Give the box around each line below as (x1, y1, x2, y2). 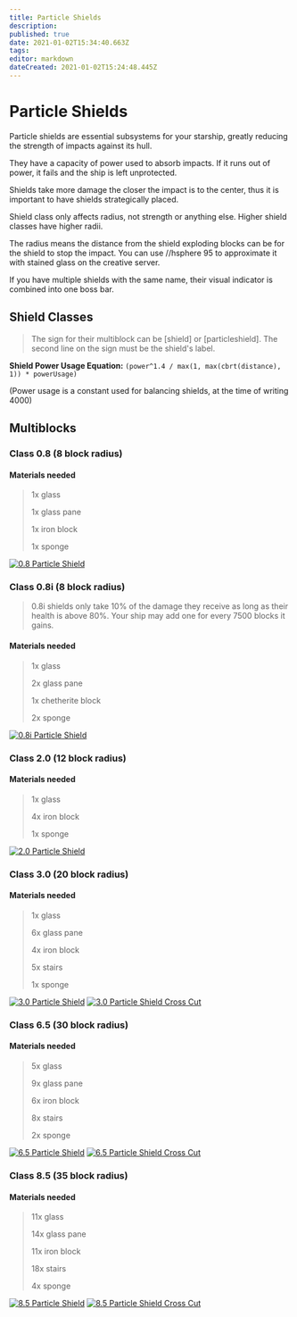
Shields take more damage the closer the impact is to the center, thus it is (9, 184, 279, 195)
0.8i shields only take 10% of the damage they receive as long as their (30, 601, 288, 612)
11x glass (30, 1212, 64, 1222)
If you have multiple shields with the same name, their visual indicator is (9, 274, 274, 285)
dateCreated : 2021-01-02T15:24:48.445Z (9, 63, 158, 72)
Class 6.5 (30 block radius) (9, 1019, 129, 1031)
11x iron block (30, 1246, 81, 1257)
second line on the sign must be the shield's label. (30, 343, 216, 354)
